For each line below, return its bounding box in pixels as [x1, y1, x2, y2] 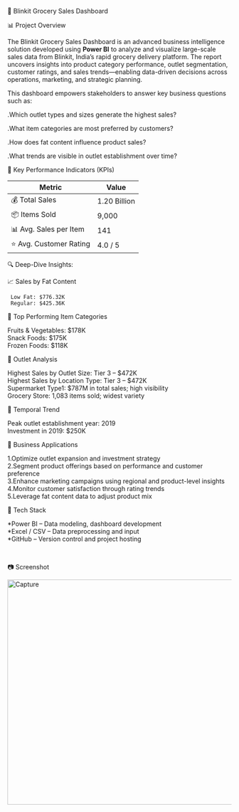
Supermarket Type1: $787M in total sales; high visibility [7, 384, 169, 392]
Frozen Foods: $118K [7, 342, 68, 349]
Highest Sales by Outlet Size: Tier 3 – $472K [7, 369, 137, 377]
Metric [38, 182, 63, 192]
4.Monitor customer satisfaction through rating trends [7, 485, 165, 492]
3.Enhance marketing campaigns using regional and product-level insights [7, 477, 225, 485]
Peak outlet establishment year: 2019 [7, 419, 116, 427]
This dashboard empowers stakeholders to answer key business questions [7, 89, 226, 97]
